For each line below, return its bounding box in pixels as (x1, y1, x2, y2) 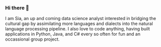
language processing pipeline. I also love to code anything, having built (5, 26, 150, 32)
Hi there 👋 (5, 4, 30, 11)
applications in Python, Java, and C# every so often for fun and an (5, 31, 141, 37)
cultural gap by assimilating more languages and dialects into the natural (5, 21, 153, 26)
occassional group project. (5, 36, 60, 42)
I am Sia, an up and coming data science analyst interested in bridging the (5, 16, 157, 22)
